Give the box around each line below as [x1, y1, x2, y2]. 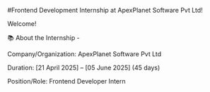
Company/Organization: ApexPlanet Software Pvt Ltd [7, 50, 162, 58]
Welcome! [7, 20, 37, 27]
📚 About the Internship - [7, 34, 80, 41]
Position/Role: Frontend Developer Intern [7, 77, 126, 85]
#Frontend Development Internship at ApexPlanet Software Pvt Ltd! [7, 6, 203, 14]
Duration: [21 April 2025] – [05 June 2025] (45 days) [7, 63, 161, 72]
